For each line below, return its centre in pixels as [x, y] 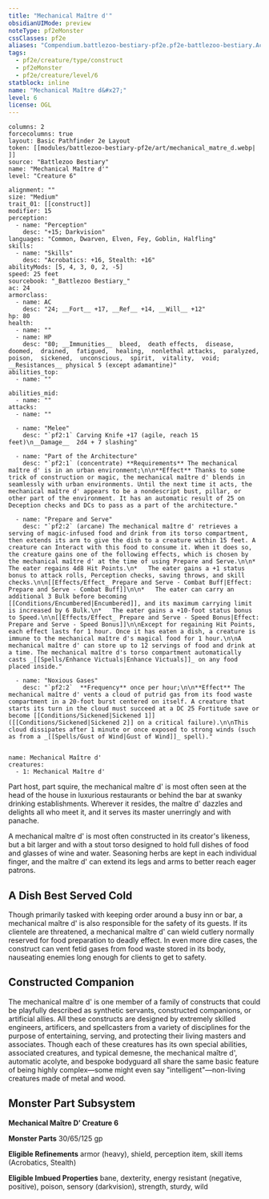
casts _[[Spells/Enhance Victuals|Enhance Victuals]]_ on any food [123, 660]
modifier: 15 [30, 211]
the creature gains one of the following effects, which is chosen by [128, 555]
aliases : [23, 46]
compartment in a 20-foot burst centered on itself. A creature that [127, 702]
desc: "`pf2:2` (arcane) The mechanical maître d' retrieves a [130, 527]
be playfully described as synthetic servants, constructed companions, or [130, 1010]
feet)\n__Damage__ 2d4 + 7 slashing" [73, 443]
